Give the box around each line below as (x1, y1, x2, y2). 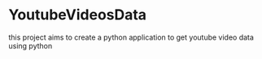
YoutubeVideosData (8, 6, 147, 24)
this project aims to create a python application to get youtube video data (8, 32, 255, 42)
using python (8, 40, 53, 50)
